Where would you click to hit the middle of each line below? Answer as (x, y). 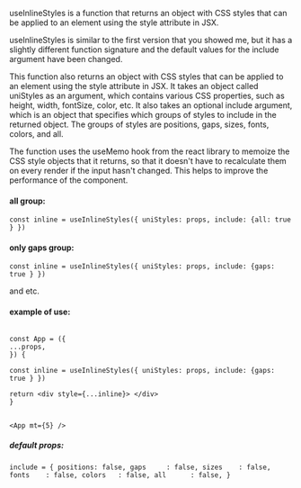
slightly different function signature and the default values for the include (144, 50)
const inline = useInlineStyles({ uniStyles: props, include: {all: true (150, 220)
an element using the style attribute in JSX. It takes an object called (134, 86)
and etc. (25, 291)
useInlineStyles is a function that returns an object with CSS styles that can (148, 13)
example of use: (40, 312)
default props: (37, 446)
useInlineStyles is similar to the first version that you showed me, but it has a (151, 40)
